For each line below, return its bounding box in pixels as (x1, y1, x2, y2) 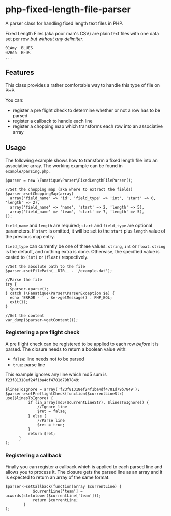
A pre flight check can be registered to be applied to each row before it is (5, 341, 159, 347)
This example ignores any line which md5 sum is (5, 371, 107, 377)
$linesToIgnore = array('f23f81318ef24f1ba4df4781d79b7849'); (5, 386, 140, 392)
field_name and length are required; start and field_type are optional (5, 222, 153, 228)
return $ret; (27, 431, 56, 436)
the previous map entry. (5, 233, 55, 239)
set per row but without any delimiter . (5, 36, 84, 42)
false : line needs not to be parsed (12, 356, 84, 362)
